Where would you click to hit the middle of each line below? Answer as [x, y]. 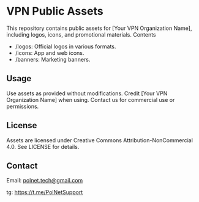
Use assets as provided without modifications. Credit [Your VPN [87, 93]
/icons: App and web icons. [50, 52]
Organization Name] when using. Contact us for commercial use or [91, 99]
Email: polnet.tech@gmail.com [45, 181]
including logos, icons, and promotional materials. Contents [81, 34]
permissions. [23, 106]
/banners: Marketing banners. [53, 59]
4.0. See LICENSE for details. [43, 146]
